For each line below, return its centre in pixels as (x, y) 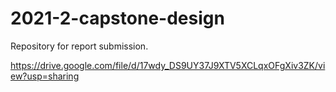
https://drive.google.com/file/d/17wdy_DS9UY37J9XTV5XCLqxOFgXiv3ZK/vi (168, 65)
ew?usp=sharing (45, 76)
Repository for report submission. (79, 46)
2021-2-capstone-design (117, 18)
